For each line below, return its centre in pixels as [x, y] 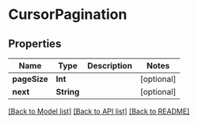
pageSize [30, 79]
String [68, 92]
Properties [35, 44]
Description [110, 66]
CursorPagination [68, 15]
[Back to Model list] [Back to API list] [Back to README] [99, 111]
